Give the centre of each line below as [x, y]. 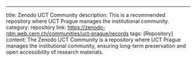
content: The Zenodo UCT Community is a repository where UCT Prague [93, 40]
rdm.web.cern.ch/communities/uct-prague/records [67, 33]
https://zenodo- [86, 27]
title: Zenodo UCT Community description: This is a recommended [86, 15]
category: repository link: [36, 27]
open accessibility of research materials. [55, 52]
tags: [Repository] [151, 33]
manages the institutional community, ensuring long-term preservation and [96, 46]
